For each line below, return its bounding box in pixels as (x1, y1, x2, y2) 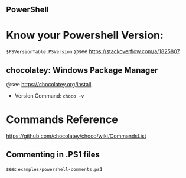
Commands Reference (6, 113, 118, 127)
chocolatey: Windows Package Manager (6, 65, 158, 75)
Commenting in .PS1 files (6, 150, 100, 160)
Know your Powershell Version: (6, 28, 164, 42)
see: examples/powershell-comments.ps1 (6, 165, 103, 172)
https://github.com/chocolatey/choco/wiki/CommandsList (6, 132, 146, 140)
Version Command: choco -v (14, 92, 84, 99)
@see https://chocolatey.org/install (6, 81, 92, 88)
